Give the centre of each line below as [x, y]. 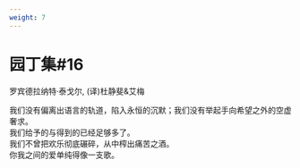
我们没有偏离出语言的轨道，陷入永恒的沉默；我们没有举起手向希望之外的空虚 [150, 110]
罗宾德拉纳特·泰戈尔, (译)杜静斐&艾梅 [77, 91]
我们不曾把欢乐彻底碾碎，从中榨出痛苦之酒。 [92, 143]
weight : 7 [28, 17]
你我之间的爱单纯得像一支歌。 [64, 155]
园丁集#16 [47, 64]
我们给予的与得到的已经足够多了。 [72, 132]
